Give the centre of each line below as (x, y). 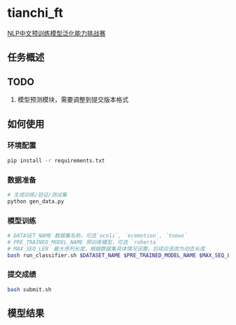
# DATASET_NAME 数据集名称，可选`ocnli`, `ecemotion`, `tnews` (98, 236)
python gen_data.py (36, 201)
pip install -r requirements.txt (56, 160)
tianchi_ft (35, 13)
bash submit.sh (29, 289)
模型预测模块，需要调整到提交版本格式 (73, 100)
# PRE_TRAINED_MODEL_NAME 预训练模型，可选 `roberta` (83, 242)
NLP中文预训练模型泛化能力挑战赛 (57, 33)
